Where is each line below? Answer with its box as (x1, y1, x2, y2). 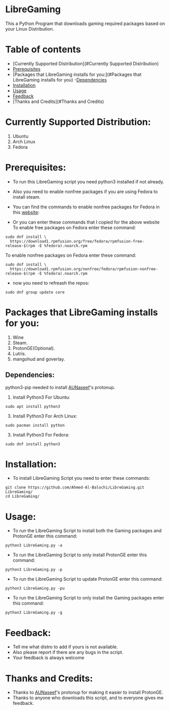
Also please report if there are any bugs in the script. (12, 649, 124, 656)
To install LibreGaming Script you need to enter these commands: (12, 475, 150, 481)
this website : (12, 209, 40, 215)
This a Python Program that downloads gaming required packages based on (5, 20, 165, 26)
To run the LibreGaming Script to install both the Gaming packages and (12, 528, 162, 534)
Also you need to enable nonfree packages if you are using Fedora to (12, 188, 158, 195)
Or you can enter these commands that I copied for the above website (12, 219, 160, 225)
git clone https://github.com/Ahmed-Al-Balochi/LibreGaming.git (5, 485, 145, 490)
